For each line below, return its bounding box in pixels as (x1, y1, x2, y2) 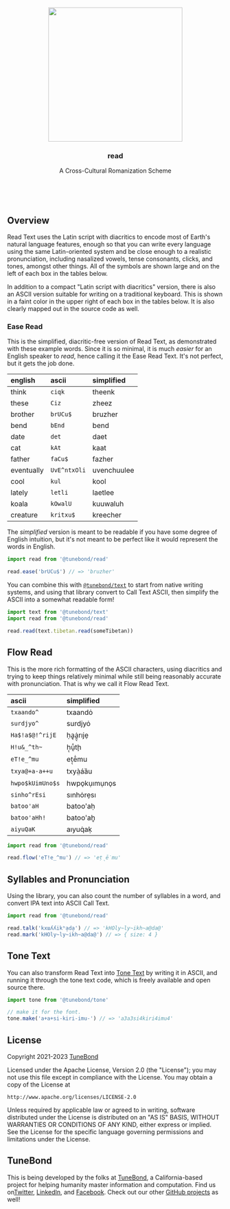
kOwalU (50, 500, 72, 508)
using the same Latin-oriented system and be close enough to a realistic (7, 248, 211, 256)
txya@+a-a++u (10, 767, 54, 775)
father (10, 454, 30, 464)
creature (10, 511, 38, 520)
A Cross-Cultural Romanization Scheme (59, 167, 172, 175)
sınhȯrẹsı (66, 790, 96, 800)
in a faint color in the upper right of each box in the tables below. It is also (7, 297, 215, 306)
